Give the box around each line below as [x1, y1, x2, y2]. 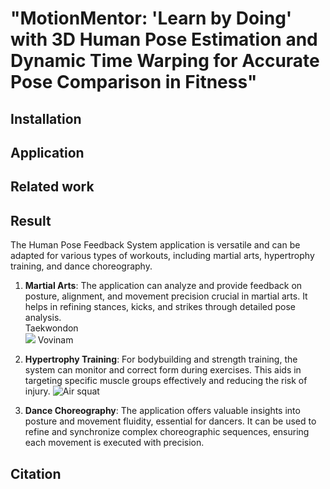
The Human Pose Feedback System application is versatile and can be [10, 239, 301, 251]
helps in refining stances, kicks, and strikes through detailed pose [24, 301, 297, 313]
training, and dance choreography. [10, 260, 153, 272]
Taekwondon [24, 322, 79, 334]
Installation [10, 110, 82, 127]
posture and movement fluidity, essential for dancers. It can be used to [24, 415, 317, 427]
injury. [24, 385, 51, 397]
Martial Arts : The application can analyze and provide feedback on [24, 280, 303, 292]
